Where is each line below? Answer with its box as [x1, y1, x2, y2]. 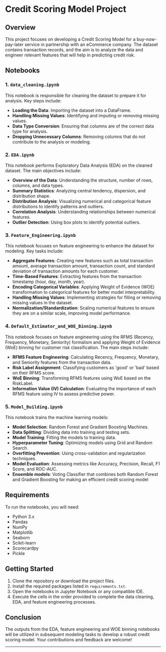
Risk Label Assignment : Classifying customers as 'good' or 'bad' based [12, 365, 160, 371]
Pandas [12, 518, 28, 525]
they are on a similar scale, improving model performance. [12, 310, 131, 316]
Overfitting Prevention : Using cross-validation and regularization [12, 450, 146, 456]
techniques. [12, 455, 37, 461]
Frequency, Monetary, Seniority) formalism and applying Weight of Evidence [5, 339, 161, 345]
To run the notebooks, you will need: [5, 504, 80, 510]
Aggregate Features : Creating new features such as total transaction [12, 258, 153, 264]
